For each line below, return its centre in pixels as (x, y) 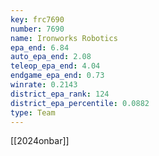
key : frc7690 (37, 19)
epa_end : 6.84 (40, 47)
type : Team (33, 112)
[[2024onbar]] (40, 141)
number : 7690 (37, 29)
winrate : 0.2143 (44, 85)
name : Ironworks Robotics (64, 38)
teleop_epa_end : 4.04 (55, 66)
